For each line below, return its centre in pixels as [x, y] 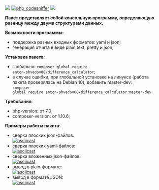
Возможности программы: [34, 33]
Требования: [19, 101]
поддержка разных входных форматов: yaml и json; [66, 42]
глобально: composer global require [50, 66]
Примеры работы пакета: [33, 126]
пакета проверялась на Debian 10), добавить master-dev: [72, 82]
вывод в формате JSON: [38, 177]
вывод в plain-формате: [37, 167]
